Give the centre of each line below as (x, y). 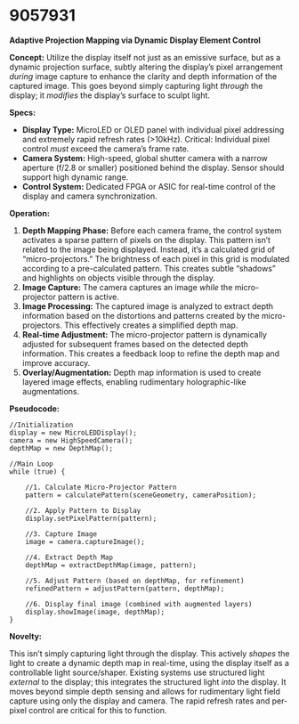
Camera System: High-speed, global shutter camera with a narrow (145, 158)
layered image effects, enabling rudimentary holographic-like (134, 382)
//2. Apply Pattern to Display (83, 510)
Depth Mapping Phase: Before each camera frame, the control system (152, 230)
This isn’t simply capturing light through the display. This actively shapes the (149, 653)
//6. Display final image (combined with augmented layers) (139, 604)
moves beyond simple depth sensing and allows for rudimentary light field (145, 691)
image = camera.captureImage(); (85, 541)
